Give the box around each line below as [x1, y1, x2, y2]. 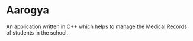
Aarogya [6, 4, 49, 17]
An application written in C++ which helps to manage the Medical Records [6, 23, 188, 30]
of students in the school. [6, 29, 68, 36]
